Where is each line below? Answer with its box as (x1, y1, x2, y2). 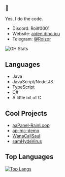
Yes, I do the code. (5, 16, 43, 22)
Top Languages (5, 153, 54, 161)
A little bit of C (12, 95, 42, 101)
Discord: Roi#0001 (12, 25, 50, 31)
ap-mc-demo (12, 127, 39, 134)
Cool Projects (5, 109, 48, 118)
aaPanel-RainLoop (12, 122, 50, 128)
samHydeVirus (12, 138, 42, 144)
